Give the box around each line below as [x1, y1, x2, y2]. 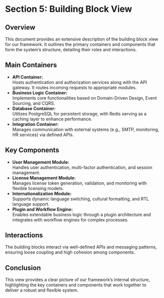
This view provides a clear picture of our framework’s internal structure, [5, 277, 150, 283]
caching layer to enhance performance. [12, 116, 92, 122]
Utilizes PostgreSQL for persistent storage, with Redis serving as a [12, 111, 147, 116]
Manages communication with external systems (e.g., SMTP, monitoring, [12, 126, 160, 132]
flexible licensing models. [12, 185, 64, 191]
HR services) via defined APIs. [12, 132, 74, 138]
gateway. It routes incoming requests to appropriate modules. [12, 84, 137, 90]
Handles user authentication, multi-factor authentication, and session [12, 164, 153, 170]
